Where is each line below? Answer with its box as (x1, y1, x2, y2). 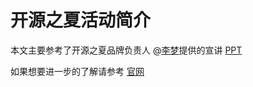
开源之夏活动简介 (10, 9, 152, 32)
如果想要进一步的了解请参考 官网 (10, 65, 145, 77)
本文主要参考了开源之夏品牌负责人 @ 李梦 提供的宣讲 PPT (10, 44, 243, 56)
